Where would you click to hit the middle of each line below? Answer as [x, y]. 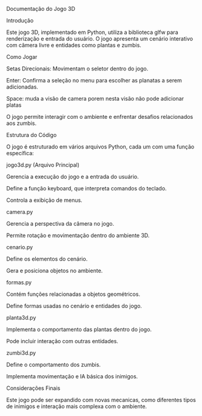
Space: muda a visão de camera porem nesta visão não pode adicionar [95, 99]
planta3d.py [21, 317]
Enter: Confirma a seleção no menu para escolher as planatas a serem [94, 80]
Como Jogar [22, 57]
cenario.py [20, 247]
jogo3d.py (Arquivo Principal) [43, 165]
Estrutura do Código [32, 135]
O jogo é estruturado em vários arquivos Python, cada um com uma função [100, 147]
